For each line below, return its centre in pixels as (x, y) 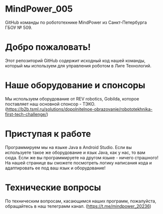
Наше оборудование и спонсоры (75, 85)
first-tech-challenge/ (26, 114)
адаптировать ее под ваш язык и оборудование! (55, 168)
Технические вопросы (53, 187)
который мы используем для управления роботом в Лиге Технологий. (78, 66)
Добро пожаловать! (48, 47)
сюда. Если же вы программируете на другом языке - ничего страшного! (82, 157)
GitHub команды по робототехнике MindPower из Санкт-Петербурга (76, 22)
